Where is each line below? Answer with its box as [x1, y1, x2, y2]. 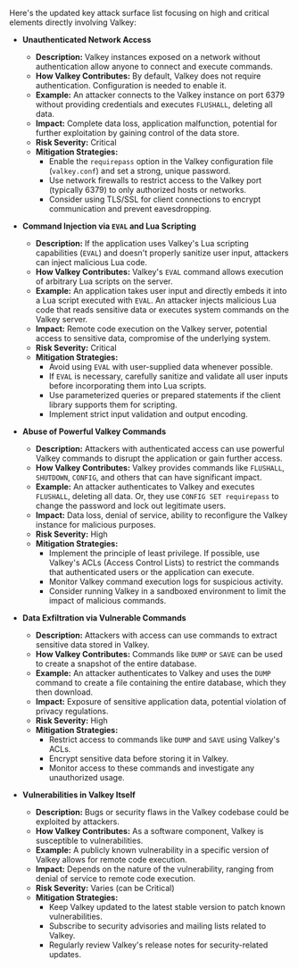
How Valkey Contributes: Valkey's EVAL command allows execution [35, 267, 284, 277]
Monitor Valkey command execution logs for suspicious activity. [48, 576, 284, 587]
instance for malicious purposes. [35, 520, 156, 530]
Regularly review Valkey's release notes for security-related [48, 939, 269, 950]
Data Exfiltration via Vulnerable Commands [21, 613, 186, 623]
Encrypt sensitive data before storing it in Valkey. [48, 754, 229, 764]
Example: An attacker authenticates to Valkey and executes [35, 481, 255, 492]
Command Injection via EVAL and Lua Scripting [21, 221, 196, 231]
